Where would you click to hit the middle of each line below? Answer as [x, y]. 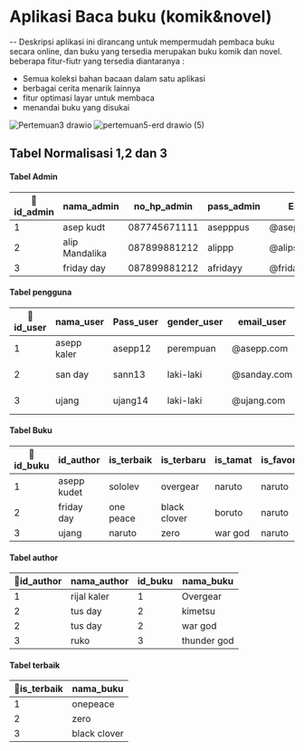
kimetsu [198, 611]
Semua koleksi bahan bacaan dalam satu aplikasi [114, 78]
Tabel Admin [33, 176]
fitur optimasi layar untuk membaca [89, 98]
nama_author [100, 582]
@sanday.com [262, 374]
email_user [262, 322]
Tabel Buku [31, 430]
